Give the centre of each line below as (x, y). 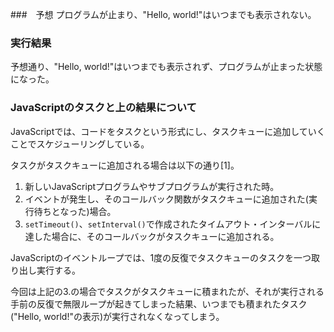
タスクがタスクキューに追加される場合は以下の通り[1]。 (125, 165)
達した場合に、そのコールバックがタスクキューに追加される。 (152, 236)
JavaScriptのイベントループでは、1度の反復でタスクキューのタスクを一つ (161, 257)
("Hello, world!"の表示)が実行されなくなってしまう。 (117, 316)
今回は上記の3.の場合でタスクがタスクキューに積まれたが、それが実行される (167, 291)
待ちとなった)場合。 (75, 211)
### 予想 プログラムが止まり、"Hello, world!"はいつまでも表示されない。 (163, 14)
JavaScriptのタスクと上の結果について (103, 108)
